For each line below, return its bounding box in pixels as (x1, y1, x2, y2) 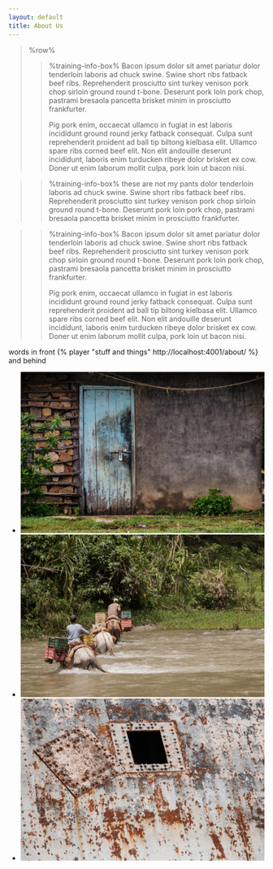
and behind (8, 355, 46, 365)
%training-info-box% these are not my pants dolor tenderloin (48, 179, 254, 189)
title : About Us (8, 21, 63, 30)
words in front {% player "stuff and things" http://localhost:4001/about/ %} (8, 346, 258, 357)
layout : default (8, 13, 63, 21)
